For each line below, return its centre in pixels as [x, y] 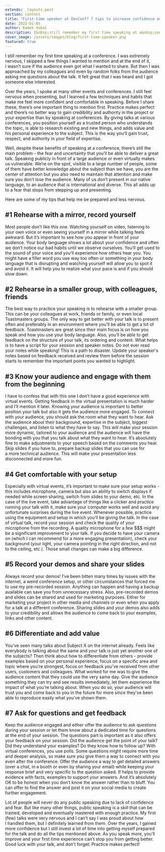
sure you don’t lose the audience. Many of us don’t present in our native [78, 179]
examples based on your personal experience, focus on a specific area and [81, 661]
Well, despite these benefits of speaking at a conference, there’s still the [78, 148]
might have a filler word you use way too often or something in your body [79, 258]
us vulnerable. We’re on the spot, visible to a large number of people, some [81, 163]
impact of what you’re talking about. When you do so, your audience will [78, 687]
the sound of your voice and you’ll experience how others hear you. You [78, 253]
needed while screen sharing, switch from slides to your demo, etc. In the [79, 497]
